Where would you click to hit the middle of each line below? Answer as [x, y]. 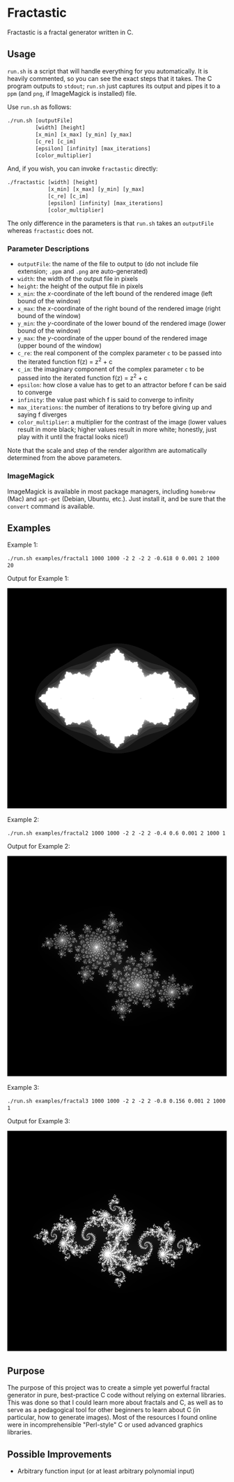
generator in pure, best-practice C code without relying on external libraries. [117, 1395]
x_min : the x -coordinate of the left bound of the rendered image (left [115, 294]
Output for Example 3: [39, 1121]
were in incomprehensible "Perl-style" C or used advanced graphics [105, 1425]
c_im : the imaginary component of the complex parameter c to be [111, 369]
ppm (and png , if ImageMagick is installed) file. [72, 93]
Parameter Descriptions [48, 248]
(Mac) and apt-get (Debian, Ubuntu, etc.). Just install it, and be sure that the [117, 498]
